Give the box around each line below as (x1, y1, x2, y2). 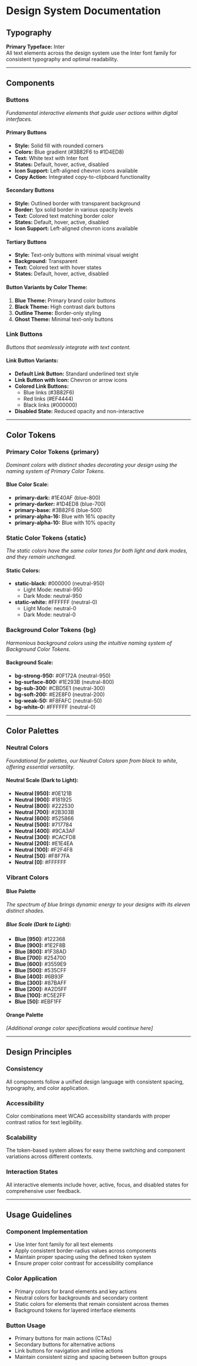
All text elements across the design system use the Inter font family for (6, 49, 177, 56)
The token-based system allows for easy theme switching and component (6, 1146, 185, 1154)
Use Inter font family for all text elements (14, 1241, 113, 1248)
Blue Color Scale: (6, 481, 49, 488)
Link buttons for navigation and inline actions (14, 1347, 123, 1354)
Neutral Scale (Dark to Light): (6, 777, 79, 784)
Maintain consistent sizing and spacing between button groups (14, 1353, 167, 1360)
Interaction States (6, 1168, 59, 1176)
